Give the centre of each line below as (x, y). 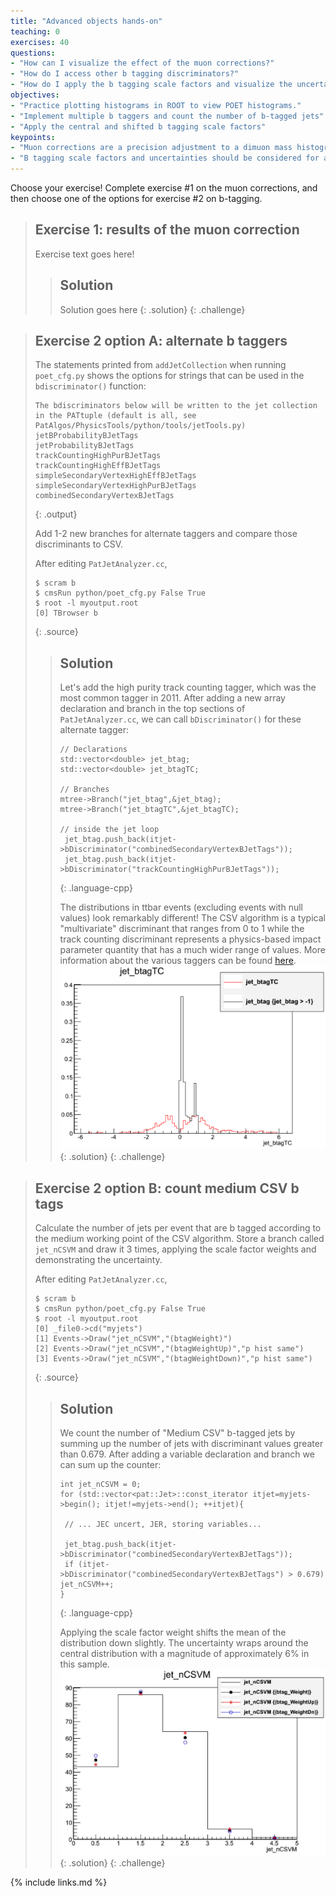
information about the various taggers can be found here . (178, 961)
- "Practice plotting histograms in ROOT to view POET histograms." (156, 105)
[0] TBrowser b (66, 613)
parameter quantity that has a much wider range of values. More (192, 950)
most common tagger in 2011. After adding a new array (172, 698)
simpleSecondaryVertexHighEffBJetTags (115, 476)
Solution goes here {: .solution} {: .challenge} (152, 309)
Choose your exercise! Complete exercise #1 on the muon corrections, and (164, 188)
